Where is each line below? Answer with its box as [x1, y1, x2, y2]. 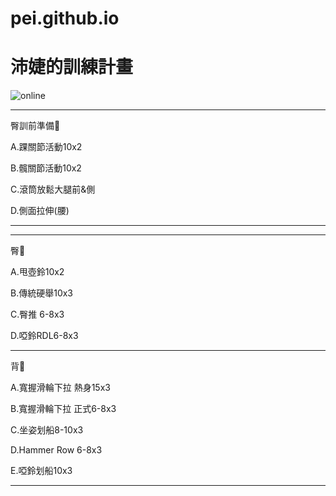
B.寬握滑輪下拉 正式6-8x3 [10, 403, 117, 415]
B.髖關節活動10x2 [10, 162, 82, 174]
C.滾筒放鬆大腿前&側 [10, 183, 96, 196]
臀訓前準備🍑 [10, 120, 61, 132]
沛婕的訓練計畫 [10, 56, 134, 79]
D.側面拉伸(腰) [10, 205, 70, 217]
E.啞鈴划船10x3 [10, 465, 73, 477]
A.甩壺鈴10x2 [10, 266, 65, 278]
